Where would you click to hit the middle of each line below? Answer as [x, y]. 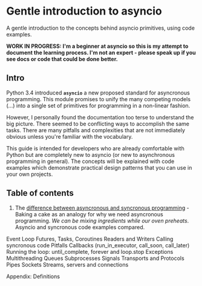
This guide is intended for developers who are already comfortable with [95, 148]
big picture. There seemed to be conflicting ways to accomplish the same [98, 124]
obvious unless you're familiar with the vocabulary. [70, 136]
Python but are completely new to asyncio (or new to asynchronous [91, 155]
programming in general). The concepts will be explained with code [90, 161]
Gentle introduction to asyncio [84, 11]
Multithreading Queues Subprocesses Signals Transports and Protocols [95, 258]
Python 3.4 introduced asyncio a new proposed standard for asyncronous [98, 93]
